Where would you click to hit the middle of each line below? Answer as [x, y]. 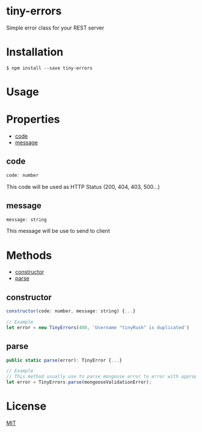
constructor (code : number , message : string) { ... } [71, 311]
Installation [35, 52]
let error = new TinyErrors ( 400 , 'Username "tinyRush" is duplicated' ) [98, 327]
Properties [33, 119]
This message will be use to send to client [58, 231]
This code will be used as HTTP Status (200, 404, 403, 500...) [83, 187]
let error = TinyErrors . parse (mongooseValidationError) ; [79, 382]
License [26, 406]
